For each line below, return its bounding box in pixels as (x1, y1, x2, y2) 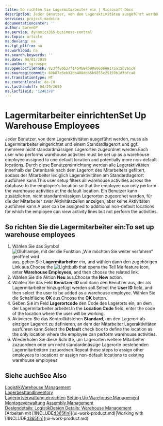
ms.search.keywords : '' (5, 52, 53, 58)
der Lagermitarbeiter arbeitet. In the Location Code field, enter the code (12, 306, 155, 311)
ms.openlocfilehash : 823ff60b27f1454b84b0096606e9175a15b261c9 (5, 66, 136, 71)
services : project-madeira (5, 16, 60, 21)
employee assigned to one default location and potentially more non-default (5, 157, 157, 163)
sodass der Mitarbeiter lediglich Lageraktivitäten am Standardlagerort (5, 173, 144, 178)
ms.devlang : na (5, 39, 36, 44)
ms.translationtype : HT (5, 75, 53, 80)
